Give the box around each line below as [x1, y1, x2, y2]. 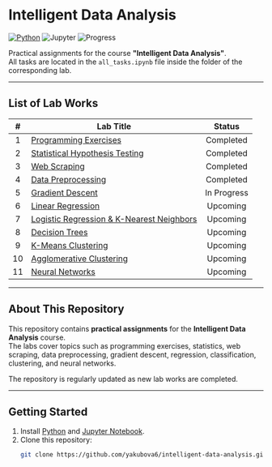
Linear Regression [31, 200, 100, 212]
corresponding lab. [8, 65, 72, 75]
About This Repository [8, 302, 125, 316]
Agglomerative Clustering [31, 253, 128, 264]
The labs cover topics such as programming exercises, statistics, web [8, 341, 241, 350]
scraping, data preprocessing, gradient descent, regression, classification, [8, 349, 257, 359]
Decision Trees [31, 226, 88, 238]
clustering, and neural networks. [8, 358, 117, 368]
